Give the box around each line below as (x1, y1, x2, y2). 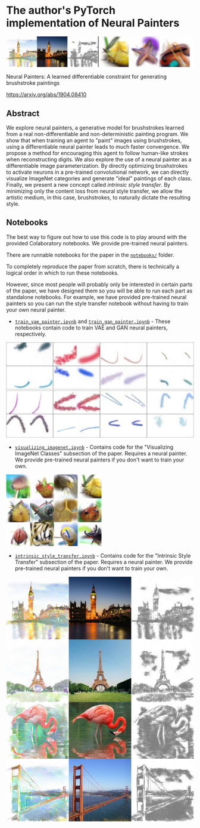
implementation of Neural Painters (6, 16, 180, 30)
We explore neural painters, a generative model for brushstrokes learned (6, 124, 185, 131)
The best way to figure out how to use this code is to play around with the (6, 233, 187, 241)
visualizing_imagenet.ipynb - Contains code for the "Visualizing (14, 443, 174, 451)
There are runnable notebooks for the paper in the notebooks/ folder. (6, 251, 174, 258)
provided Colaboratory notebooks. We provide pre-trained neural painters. (6, 239, 189, 247)
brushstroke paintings (6, 79, 60, 87)
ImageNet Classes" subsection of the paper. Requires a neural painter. (14, 450, 187, 457)
